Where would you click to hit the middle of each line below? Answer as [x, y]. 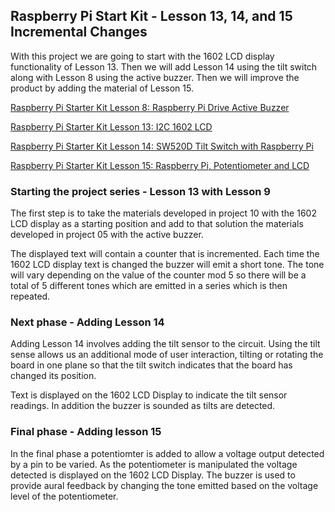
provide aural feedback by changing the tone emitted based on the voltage [164, 485]
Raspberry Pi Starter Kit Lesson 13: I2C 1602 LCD [111, 126]
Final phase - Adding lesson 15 [86, 432]
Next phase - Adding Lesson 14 [87, 322]
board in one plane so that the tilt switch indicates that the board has [151, 365]
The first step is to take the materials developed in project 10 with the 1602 [163, 213]
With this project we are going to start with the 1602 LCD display [142, 56]
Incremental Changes [79, 32]
